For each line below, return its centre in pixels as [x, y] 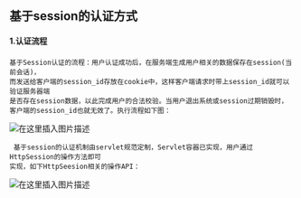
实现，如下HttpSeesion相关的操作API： [75, 166]
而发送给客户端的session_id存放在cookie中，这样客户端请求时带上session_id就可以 [150, 81]
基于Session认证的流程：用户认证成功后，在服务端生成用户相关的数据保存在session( [147, 62]
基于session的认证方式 [74, 16]
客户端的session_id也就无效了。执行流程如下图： [90, 110]
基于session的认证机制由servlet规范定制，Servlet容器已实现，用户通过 [133, 147]
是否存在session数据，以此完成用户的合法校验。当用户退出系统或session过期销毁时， [149, 101]
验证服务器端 [30, 91]
